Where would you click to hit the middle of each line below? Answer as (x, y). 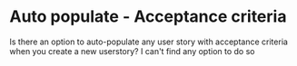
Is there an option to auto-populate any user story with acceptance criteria (149, 42)
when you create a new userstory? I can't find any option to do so (132, 51)
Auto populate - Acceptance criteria (148, 17)
